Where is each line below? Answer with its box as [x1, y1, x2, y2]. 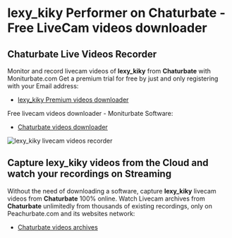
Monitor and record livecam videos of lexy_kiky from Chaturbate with [7, 67, 212, 75]
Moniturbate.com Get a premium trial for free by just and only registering [7, 74, 219, 83]
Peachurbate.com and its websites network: [7, 209, 135, 218]
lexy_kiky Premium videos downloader [17, 95, 129, 104]
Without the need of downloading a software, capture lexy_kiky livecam [7, 186, 216, 195]
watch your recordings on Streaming [7, 168, 171, 180]
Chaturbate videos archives [17, 222, 99, 231]
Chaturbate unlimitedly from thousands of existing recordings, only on [7, 201, 213, 210]
